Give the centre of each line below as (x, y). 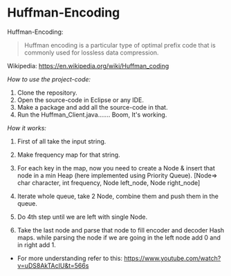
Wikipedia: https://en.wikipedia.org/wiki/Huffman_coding (88, 66)
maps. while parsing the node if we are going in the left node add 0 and (119, 237)
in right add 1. (37, 245)
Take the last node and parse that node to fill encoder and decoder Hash (121, 230)
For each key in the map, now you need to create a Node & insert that (116, 168)
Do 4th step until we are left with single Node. (82, 217)
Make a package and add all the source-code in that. (92, 107)
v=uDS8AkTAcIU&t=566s (53, 265)
